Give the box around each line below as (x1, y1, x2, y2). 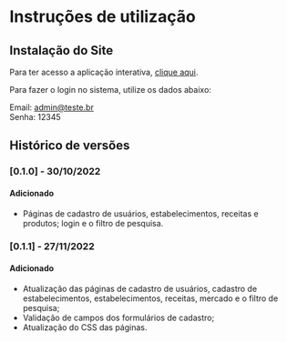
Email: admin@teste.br (9, 102, 94, 113)
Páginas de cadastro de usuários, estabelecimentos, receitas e (22, 207, 259, 219)
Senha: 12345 (9, 112, 61, 122)
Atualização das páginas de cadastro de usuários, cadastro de (22, 283, 258, 294)
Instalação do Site (9, 43, 114, 58)
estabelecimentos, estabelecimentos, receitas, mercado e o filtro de (22, 293, 279, 304)
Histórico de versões (9, 138, 130, 154)
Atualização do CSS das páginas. (22, 321, 148, 333)
